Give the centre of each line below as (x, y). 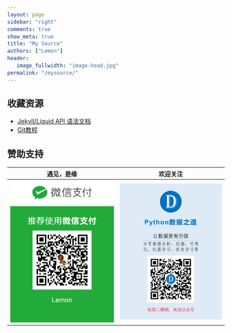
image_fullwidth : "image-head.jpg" (67, 66)
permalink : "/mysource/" (43, 73)
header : (18, 59)
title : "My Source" (35, 44)
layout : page (26, 15)
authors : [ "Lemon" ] (35, 51)
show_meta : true (30, 37)
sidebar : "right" (32, 22)
